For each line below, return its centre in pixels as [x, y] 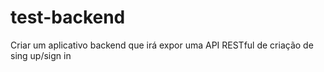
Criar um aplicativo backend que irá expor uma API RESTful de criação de [162, 45]
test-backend [68, 17]
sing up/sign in [41, 55]
